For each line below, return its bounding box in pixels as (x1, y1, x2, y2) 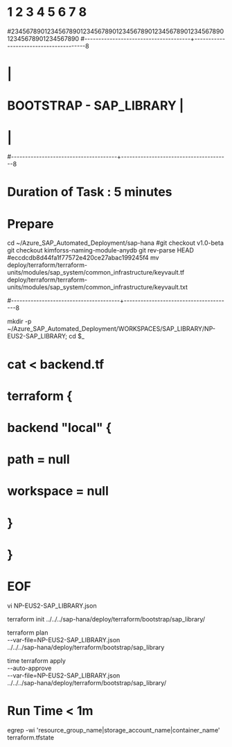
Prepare (7, 216, 54, 232)
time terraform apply (7, 656, 66, 664)
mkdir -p (7, 317, 32, 326)
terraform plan (7, 628, 48, 637)
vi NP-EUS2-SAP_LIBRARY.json (7, 601, 97, 610)
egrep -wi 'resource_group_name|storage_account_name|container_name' (7, 725, 220, 734)
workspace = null (7, 483, 109, 499)
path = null (7, 452, 71, 467)
